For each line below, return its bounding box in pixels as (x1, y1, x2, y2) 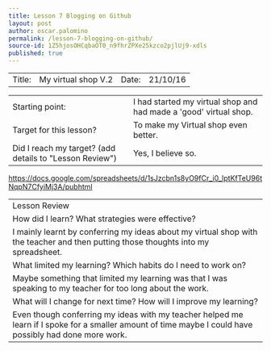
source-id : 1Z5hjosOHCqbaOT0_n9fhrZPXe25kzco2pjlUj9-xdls (8, 42, 207, 50)
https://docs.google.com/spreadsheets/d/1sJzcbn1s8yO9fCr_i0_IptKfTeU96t (8, 173, 263, 182)
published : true (8, 49, 63, 57)
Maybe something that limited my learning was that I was (12, 273, 228, 283)
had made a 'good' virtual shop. (132, 107, 253, 117)
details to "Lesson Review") (12, 153, 117, 164)
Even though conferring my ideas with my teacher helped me (12, 309, 244, 320)
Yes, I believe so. (132, 148, 197, 158)
